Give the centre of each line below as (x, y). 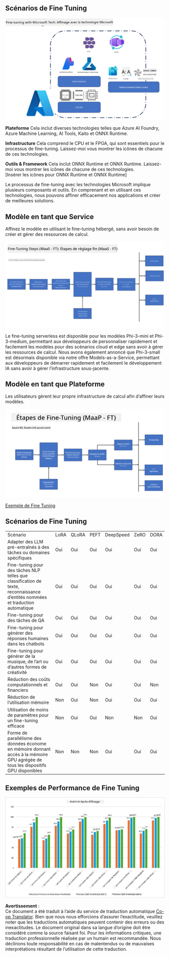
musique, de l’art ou (28, 661)
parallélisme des (25, 738)
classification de (25, 581)
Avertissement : (22, 906)
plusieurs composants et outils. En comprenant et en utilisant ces (73, 190)
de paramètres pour (28, 715)
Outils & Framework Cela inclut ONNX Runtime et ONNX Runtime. (74, 164)
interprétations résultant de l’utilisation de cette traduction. (66, 949)
